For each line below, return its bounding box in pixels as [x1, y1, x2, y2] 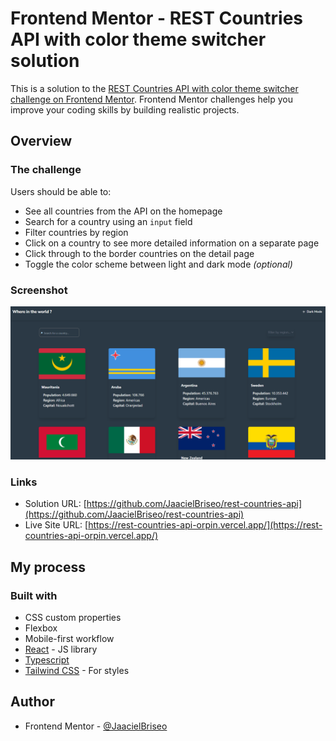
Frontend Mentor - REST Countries [10, 7, 304, 30]
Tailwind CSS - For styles [24, 665, 130, 677]
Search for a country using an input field [24, 215, 193, 227]
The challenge [10, 163, 82, 177]
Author [10, 693, 55, 711]
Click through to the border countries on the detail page [24, 247, 255, 259]
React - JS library [24, 643, 98, 656]
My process [10, 558, 86, 576]
